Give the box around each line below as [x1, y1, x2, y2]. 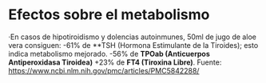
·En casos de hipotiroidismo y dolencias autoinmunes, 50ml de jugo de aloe [8, 32, 257, 41]
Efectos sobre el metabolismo [8, 6, 210, 24]
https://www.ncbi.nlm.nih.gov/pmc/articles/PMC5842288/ [8, 65, 200, 75]
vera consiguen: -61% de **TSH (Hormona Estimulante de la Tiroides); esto [8, 40, 259, 49]
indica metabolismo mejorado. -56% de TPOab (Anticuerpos [8, 49, 210, 58]
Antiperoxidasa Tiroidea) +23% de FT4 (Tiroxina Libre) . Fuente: [8, 57, 222, 67]
